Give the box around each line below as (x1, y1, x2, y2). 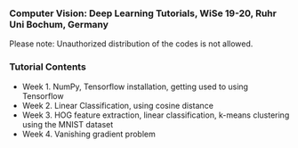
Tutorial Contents (9, 61, 86, 73)
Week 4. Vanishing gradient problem (21, 128, 156, 139)
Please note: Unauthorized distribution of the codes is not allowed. (9, 38, 254, 49)
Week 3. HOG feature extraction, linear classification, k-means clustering (21, 110, 290, 120)
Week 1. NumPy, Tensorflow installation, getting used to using (21, 81, 249, 92)
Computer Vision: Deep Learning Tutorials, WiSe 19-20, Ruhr (9, 7, 278, 20)
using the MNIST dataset (21, 119, 114, 129)
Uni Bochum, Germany (9, 18, 109, 30)
